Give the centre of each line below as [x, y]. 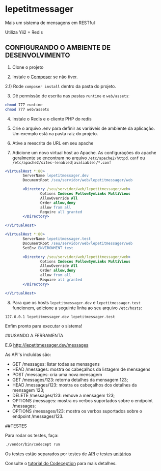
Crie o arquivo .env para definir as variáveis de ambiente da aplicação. [83, 128]
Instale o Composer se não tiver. [45, 77]
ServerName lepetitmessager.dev [56, 176]
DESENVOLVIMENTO [38, 55]
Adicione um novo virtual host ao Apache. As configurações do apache [84, 152]
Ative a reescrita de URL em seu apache [53, 143]
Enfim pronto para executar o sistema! [44, 326]
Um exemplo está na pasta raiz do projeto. [55, 133]
